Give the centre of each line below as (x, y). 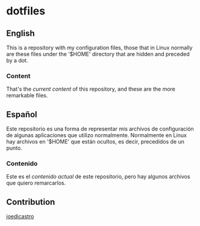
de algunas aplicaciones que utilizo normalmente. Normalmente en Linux (96, 135)
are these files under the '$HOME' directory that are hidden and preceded (98, 54)
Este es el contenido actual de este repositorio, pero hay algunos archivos (98, 177)
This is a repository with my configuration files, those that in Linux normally (99, 47)
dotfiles (26, 11)
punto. (14, 148)
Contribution (31, 202)
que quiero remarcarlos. (36, 183)
